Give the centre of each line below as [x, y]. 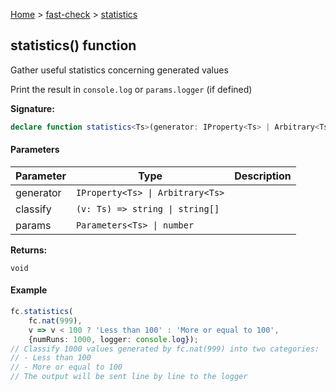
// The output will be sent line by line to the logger [129, 377]
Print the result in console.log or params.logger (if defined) [131, 89]
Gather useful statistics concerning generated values [119, 70]
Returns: [29, 250]
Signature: [32, 108]
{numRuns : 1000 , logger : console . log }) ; [113, 339]
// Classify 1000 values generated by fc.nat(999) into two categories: [165, 349]
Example [29, 290]
